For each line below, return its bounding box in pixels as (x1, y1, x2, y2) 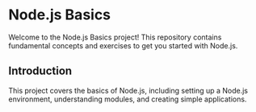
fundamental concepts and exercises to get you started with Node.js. (8, 40, 238, 50)
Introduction (8, 64, 73, 78)
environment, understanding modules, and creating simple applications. (8, 94, 247, 104)
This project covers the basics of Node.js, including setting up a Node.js (8, 85, 249, 95)
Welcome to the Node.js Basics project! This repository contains (8, 32, 222, 42)
